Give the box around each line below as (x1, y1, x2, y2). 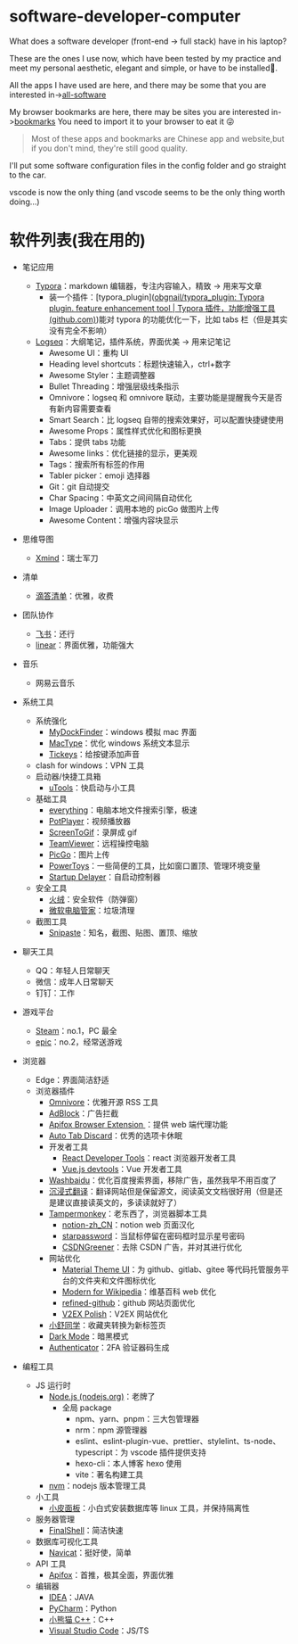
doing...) (9, 196, 40, 207)
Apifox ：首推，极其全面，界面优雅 (48, 1569, 174, 1580)
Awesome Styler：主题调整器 (48, 369, 156, 380)
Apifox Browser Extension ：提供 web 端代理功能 (48, 1119, 229, 1129)
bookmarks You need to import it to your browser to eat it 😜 (14, 116, 235, 127)
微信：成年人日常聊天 (35, 976, 114, 987)
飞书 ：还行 (35, 628, 76, 639)
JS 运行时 (35, 1380, 71, 1391)
